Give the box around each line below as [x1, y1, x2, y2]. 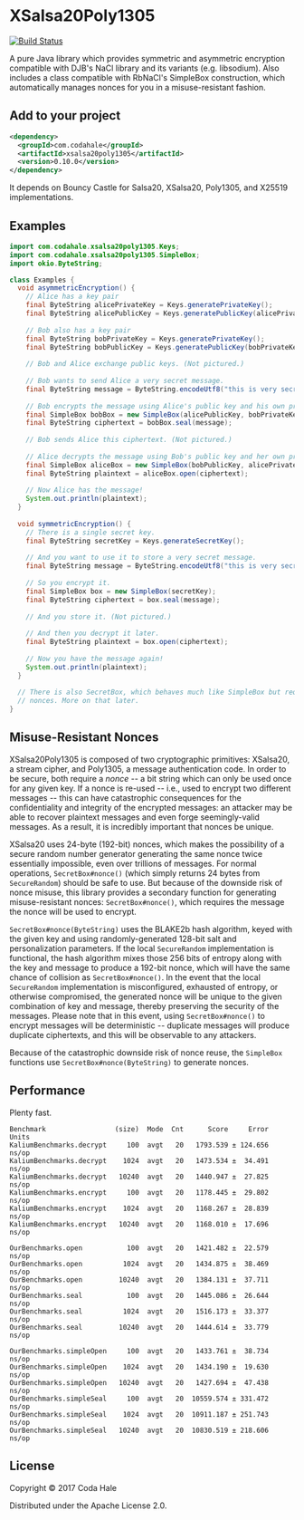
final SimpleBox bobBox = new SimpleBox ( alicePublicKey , [25, 409, 245, 419]
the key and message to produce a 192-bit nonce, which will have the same [9, 962, 291, 973]
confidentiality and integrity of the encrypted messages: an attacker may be [9, 802, 292, 813]
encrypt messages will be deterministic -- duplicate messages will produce [9, 1020, 290, 1031]
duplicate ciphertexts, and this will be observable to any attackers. [9, 1029, 257, 1040]
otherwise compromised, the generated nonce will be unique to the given [9, 991, 282, 1002]
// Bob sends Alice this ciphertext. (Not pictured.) [25, 436, 233, 445]
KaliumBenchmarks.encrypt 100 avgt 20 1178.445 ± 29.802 [9, 1188, 270, 1197]
